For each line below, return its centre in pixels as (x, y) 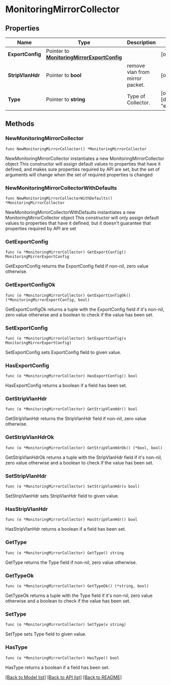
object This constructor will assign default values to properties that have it (83, 163)
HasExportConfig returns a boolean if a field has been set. (66, 386)
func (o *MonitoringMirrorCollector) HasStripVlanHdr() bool (72, 520)
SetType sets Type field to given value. (46, 634)
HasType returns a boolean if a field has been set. (58, 667)
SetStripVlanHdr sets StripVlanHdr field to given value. (62, 496)
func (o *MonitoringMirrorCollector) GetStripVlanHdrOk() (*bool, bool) (84, 448)
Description (141, 43)
